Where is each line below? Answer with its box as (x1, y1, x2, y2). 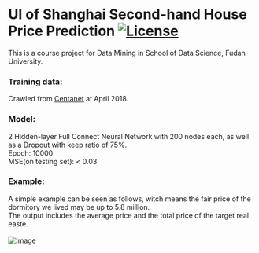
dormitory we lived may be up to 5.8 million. (8, 202, 150, 211)
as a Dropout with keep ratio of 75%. (8, 140, 128, 149)
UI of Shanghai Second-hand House (8, 5, 248, 24)
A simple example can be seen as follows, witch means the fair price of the (8, 194, 252, 203)
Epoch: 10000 (8, 148, 54, 158)
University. (8, 57, 43, 66)
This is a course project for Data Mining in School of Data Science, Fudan (8, 48, 246, 57)
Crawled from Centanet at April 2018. (8, 94, 129, 104)
